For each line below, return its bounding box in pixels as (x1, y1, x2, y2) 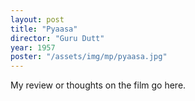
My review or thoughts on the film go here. (10, 79, 187, 91)
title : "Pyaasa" (10, 24, 78, 34)
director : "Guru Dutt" (10, 33, 105, 43)
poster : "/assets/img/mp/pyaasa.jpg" (10, 52, 168, 62)
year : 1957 (10, 42, 56, 53)
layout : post (10, 14, 65, 25)
